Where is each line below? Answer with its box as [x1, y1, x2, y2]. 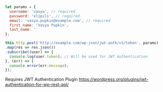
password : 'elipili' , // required [9, 14, 80, 18]
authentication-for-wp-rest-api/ [5, 82, 69, 88]
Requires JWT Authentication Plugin [5, 76, 78, 82]
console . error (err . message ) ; [9, 63, 69, 68]
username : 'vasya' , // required [9, 9, 76, 14]
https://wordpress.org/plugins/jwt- [79, 76, 148, 82]
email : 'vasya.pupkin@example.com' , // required [9, 18, 111, 23]
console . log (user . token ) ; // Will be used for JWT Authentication [9, 54, 148, 59]
